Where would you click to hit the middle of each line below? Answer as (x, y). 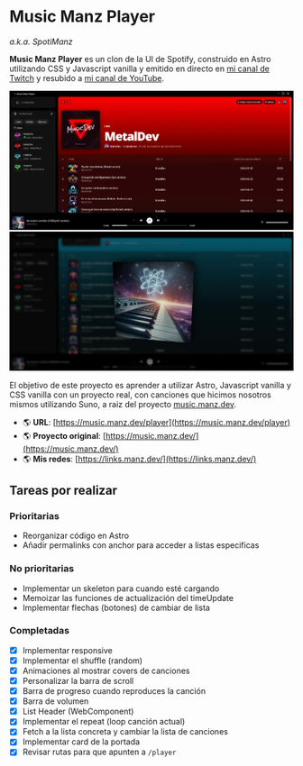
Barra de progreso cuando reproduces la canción (114, 691)
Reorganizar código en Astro (75, 536)
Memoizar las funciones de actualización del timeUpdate (128, 597)
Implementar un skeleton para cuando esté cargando (121, 588)
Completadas (40, 631)
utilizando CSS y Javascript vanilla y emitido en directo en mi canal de (140, 68)
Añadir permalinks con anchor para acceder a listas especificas (141, 545)
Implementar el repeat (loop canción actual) (104, 722)
